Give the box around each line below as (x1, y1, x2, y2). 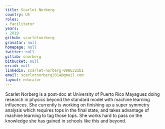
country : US (5, 12, 30, 17)
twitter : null (5, 49, 35, 54)
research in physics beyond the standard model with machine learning (5, 96, 150, 102)
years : (5, 26, 19, 31)
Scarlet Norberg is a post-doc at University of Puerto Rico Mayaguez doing (5, 91, 160, 97)
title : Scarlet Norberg (5, 7, 55, 13)
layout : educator (5, 77, 41, 82)
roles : (5, 17, 19, 22)
